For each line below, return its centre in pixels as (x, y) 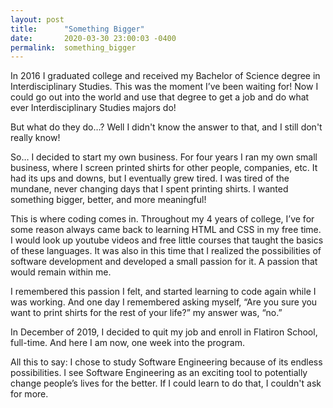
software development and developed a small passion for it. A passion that (164, 262)
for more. (29, 394)
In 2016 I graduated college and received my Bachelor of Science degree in (165, 76)
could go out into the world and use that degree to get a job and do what (160, 97)
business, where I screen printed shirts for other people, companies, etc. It (164, 168)
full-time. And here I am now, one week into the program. (127, 343)
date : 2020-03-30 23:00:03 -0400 (93, 38)
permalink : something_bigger (73, 47)
